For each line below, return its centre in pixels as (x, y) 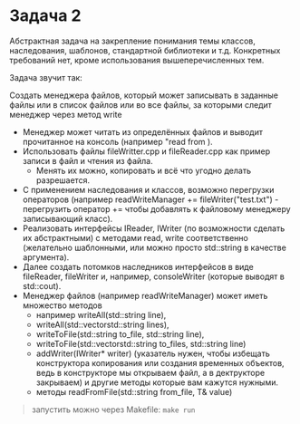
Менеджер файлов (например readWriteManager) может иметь (145, 295)
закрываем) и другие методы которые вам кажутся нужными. (157, 382)
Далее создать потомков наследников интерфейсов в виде (138, 266)
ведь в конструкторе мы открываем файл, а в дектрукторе (150, 372)
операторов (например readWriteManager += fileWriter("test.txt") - (150, 199)
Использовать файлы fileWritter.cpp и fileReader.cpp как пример (146, 151)
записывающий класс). (68, 218)
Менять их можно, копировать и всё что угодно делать (144, 170)
